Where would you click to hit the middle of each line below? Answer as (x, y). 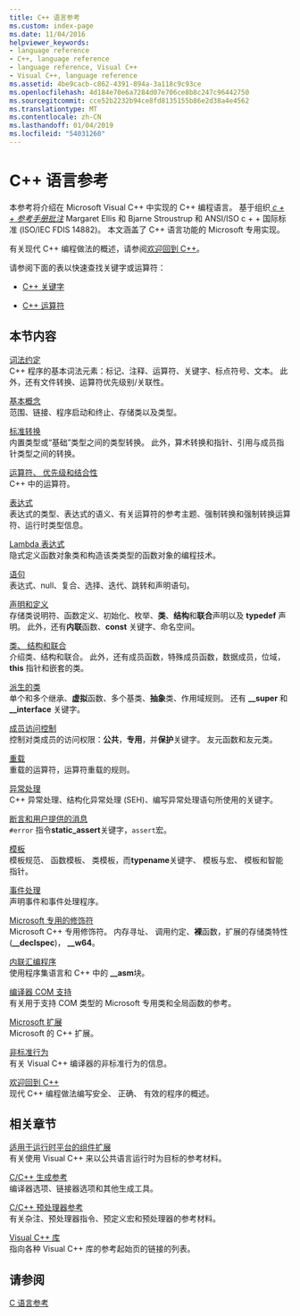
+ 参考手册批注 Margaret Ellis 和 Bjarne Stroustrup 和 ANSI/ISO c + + (135, 218)
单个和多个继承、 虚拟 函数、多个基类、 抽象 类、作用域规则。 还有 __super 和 (149, 698)
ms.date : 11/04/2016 (48, 34)
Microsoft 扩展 (36, 1022)
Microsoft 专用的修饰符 (51, 920)
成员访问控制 (33, 728)
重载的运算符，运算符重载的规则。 (72, 769)
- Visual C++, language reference (74, 76)
